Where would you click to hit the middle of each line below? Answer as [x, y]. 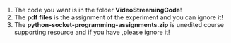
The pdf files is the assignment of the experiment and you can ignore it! [119, 17]
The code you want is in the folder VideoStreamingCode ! [98, 10]
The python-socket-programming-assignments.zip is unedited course [119, 25]
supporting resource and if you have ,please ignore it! [92, 32]
